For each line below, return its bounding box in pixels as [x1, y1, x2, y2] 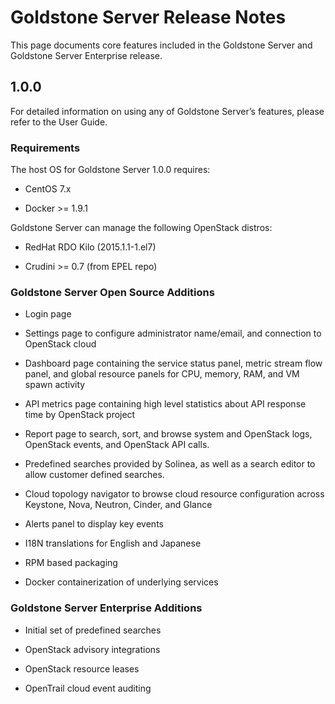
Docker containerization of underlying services [24, 576, 219, 588]
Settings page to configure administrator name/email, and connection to [24, 327, 322, 340]
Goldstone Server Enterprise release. [10, 49, 163, 61]
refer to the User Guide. [10, 116, 108, 128]
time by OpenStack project [24, 409, 136, 421]
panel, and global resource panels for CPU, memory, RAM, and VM [24, 368, 300, 380]
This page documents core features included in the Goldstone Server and [10, 39, 313, 51]
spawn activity [24, 379, 86, 391]
